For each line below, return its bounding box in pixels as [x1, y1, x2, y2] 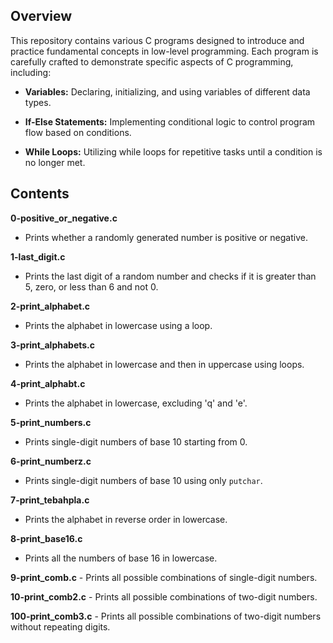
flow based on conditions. [24, 126, 132, 138]
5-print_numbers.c [10, 416, 92, 428]
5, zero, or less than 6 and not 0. [24, 280, 159, 293]
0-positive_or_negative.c [10, 212, 118, 224]
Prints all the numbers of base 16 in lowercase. [24, 552, 218, 564]
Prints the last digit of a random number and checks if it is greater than [24, 270, 317, 282]
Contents [10, 185, 70, 203]
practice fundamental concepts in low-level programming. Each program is [10, 45, 319, 57]
